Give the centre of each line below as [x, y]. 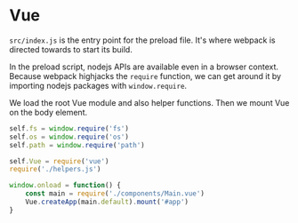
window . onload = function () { [65, 186]
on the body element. [48, 112]
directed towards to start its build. [71, 49]
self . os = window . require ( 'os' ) [69, 137]
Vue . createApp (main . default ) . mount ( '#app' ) [107, 202]
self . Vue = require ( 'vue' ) [59, 161]
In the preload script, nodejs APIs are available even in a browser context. [144, 67]
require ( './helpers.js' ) [55, 170]
